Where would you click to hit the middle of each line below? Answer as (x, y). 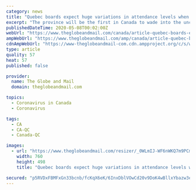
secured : (17, 178)
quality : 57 (20, 55)
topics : (15, 98)
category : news (24, 11)
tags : (13, 119)
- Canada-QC (26, 135)
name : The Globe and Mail (43, 82)
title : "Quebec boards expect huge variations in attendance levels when (98, 17)
